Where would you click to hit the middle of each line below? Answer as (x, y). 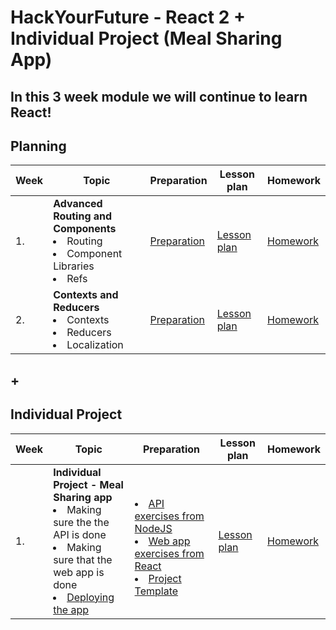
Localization (95, 345)
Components (85, 229)
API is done (80, 534)
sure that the (83, 559)
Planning (38, 146)
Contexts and (86, 295)
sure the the (81, 522)
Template (156, 591)
